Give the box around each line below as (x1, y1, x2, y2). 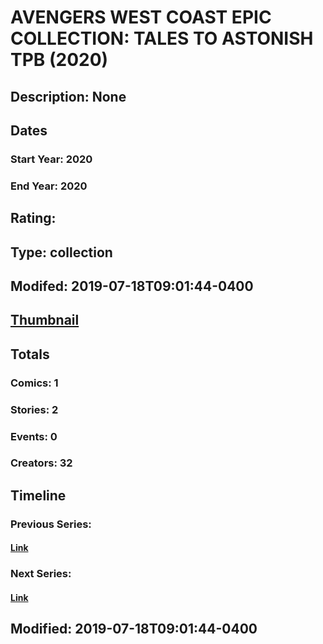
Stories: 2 (10, 402, 59, 416)
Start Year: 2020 (10, 152, 93, 166)
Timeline (10, 487, 67, 504)
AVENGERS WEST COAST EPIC (10, 6, 272, 29)
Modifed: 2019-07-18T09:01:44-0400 (10, 277, 254, 295)
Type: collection (10, 244, 113, 261)
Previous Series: (10, 517, 92, 531)
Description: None (10, 88, 127, 105)
